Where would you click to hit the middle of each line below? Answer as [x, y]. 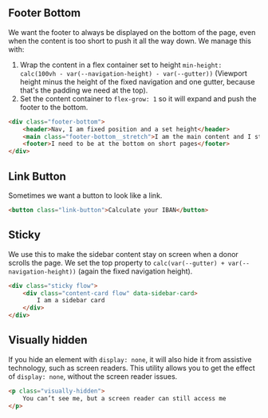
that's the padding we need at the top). [84, 90]
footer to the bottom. [54, 107]
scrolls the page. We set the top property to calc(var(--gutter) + [116, 262]
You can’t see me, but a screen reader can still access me [124, 398]
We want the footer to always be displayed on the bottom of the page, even [132, 32]
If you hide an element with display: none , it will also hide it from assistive [130, 359]
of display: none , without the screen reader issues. [93, 376]
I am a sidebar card [71, 301]
